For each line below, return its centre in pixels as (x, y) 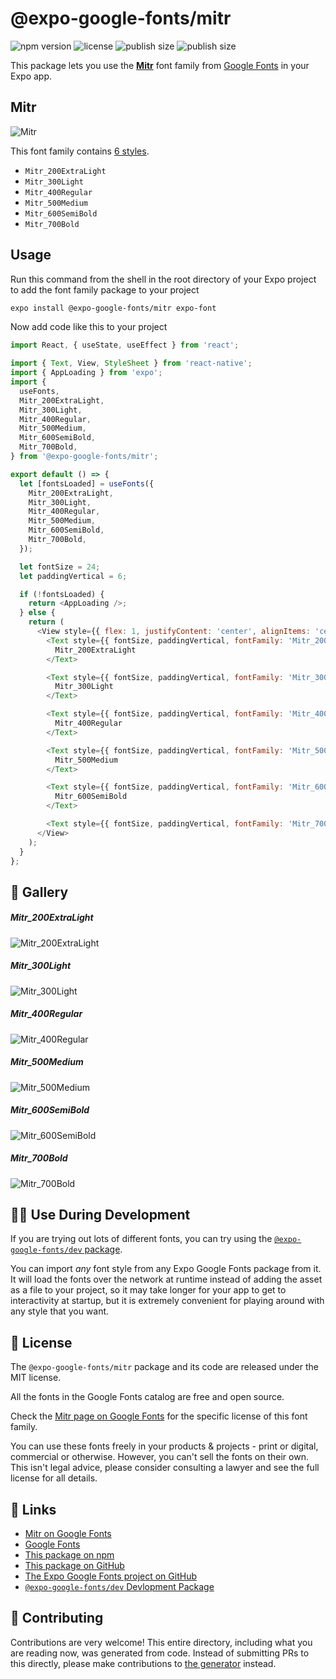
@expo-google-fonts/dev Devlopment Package (119, 1587)
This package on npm (69, 1555)
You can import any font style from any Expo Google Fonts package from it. (166, 1269)
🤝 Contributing (57, 1618)
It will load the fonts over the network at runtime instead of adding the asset (166, 1279)
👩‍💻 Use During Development (100, 1215)
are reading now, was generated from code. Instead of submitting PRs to (160, 1653)
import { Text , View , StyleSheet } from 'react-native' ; (131, 363)
